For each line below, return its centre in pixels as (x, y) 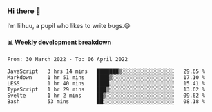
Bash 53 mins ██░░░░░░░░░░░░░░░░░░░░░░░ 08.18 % (106, 101)
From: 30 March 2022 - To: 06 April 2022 (68, 59)
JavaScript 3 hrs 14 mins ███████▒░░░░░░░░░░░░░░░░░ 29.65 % (106, 71)
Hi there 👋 (24, 11)
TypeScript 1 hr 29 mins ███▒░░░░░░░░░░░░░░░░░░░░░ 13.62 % (106, 89)
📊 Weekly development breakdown (59, 42)
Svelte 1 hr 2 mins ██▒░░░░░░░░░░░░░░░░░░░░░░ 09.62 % (106, 96)
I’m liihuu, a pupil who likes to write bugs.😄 (69, 26)
